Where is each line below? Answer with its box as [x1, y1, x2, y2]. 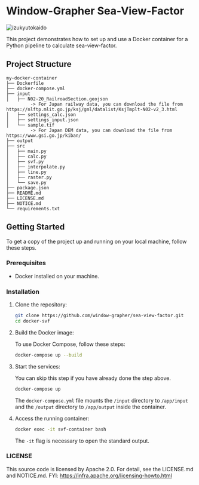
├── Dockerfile [6, 80, 44, 86]
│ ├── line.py [6, 169, 47, 175]
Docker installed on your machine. [14, 272, 100, 280]
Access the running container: [14, 415, 90, 422]
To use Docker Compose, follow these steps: [14, 340, 125, 348]
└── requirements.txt [6, 205, 60, 211]
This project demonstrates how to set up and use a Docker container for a [6, 35, 188, 42]
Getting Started [6, 222, 65, 232]
